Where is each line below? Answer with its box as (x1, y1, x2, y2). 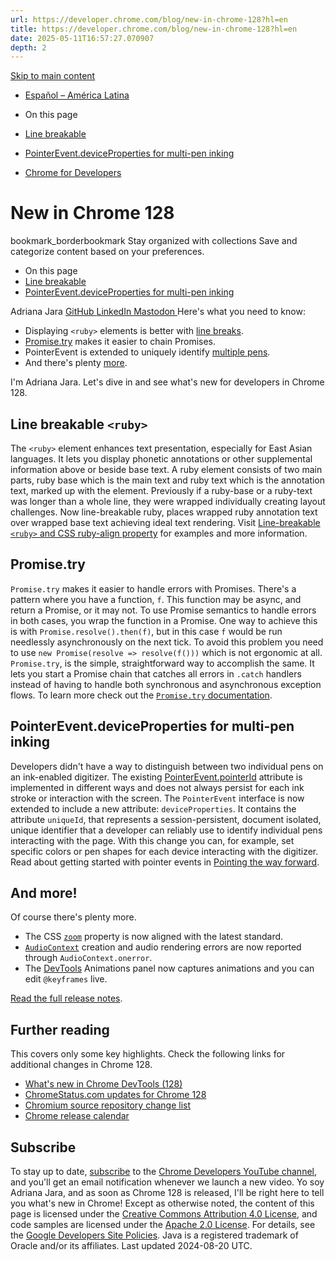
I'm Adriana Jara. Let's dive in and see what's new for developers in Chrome (10, 376, 325, 388)
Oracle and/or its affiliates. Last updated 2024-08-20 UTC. (10, 1240, 253, 1252)
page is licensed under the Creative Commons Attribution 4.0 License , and (10, 1208, 318, 1220)
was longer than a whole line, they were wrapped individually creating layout (10, 496, 326, 507)
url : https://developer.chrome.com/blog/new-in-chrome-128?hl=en (10, 14, 288, 25)
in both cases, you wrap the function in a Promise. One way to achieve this (10, 614, 318, 626)
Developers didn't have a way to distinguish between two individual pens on (10, 760, 324, 772)
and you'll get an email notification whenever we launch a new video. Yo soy (10, 1176, 325, 1188)
